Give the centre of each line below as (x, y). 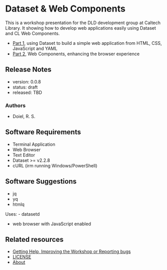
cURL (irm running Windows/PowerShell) (55, 165)
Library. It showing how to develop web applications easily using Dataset (81, 28)
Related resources (34, 240)
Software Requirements (43, 132)
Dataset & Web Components (65, 9)
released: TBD (27, 92)
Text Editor (24, 155)
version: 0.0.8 (27, 81)
